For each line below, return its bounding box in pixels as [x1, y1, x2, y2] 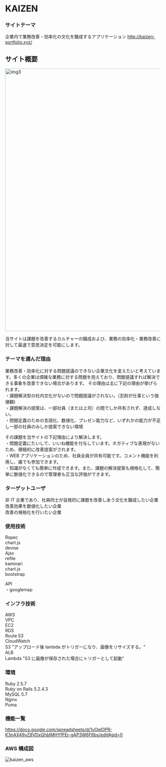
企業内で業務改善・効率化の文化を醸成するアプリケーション [5, 34, 126, 40]
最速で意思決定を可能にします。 [18, 342, 83, 348]
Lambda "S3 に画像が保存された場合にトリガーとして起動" [5, 656, 124, 662]
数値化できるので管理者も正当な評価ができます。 [13, 471, 113, 477]
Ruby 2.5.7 [5, 680, 27, 686]
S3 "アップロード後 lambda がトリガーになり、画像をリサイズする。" [5, 644, 146, 650]
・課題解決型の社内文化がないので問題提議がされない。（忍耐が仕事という [5, 392, 155, 399]
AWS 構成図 [5, 745, 34, 752]
